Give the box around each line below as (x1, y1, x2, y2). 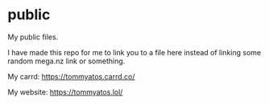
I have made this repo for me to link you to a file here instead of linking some (7, 47, 262, 57)
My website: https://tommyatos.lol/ (7, 87, 123, 97)
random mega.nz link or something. (7, 56, 126, 66)
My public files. (7, 32, 59, 42)
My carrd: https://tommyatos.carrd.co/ (7, 71, 135, 81)
